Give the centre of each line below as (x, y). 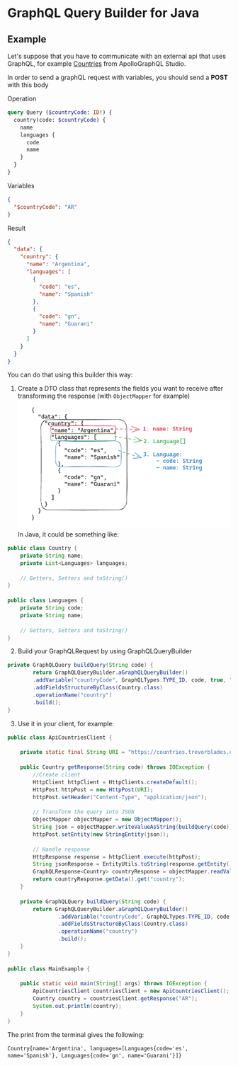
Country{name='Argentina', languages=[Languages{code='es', (98, 1048)
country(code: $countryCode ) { (60, 120)
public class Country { (42, 549)
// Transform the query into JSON (84, 812)
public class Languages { (45, 601)
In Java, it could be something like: (68, 534)
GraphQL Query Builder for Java (103, 13)
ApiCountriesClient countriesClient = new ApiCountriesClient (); (131, 991)
